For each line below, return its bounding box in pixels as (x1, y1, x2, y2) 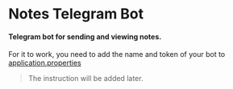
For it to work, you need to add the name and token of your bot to (8, 50, 226, 59)
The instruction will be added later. (27, 74, 144, 83)
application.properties (8, 58, 82, 68)
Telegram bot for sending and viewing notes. (8, 31, 162, 41)
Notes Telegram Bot (8, 5, 144, 23)
